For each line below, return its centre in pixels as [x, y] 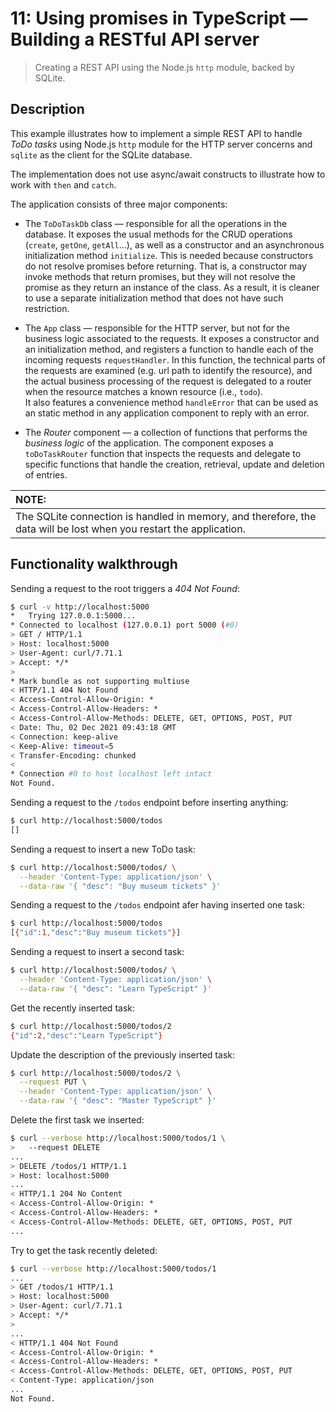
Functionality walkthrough [94, 564]
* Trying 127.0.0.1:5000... [73, 616]
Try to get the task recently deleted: [84, 1250]
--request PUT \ [53, 1082]
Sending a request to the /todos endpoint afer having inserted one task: [158, 905]
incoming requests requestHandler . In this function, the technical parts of [175, 359]
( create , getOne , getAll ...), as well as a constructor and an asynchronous [174, 244]
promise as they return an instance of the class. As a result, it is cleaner [172, 287]
